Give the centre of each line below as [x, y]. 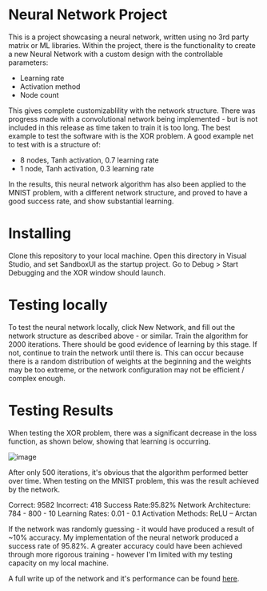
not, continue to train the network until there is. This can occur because [126, 352]
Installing [40, 233]
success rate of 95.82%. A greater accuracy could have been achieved [126, 545]
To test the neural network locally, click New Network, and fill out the [122, 327]
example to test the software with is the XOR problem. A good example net [131, 136]
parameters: [28, 62]
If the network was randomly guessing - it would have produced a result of [131, 529]
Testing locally [58, 305]
